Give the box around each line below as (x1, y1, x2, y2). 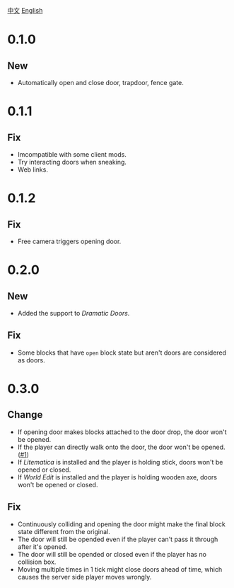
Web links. (17, 165, 48, 174)
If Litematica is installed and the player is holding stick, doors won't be (17, 457, 223, 466)
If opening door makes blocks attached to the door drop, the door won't (17, 428, 228, 436)
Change (7, 409, 43, 421)
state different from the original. (17, 527, 111, 536)
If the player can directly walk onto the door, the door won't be (17, 443, 200, 451)
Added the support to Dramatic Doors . (17, 309, 130, 317)
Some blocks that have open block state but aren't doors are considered (17, 348, 227, 357)
